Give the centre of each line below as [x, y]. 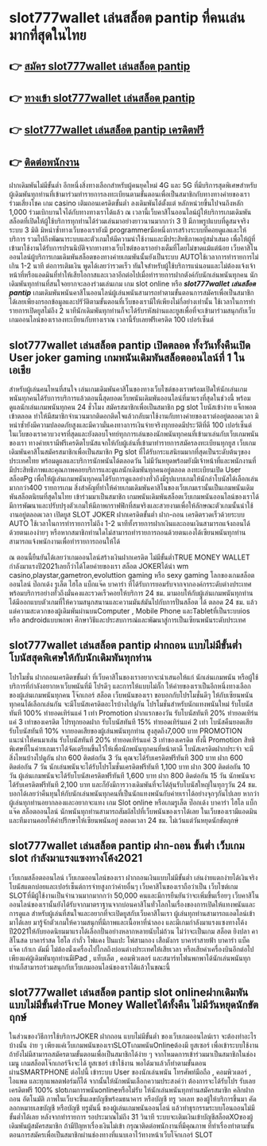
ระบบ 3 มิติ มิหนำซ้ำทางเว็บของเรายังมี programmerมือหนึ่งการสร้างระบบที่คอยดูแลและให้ [128, 230]
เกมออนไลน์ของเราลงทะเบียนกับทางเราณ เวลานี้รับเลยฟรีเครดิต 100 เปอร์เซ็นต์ [111, 320]
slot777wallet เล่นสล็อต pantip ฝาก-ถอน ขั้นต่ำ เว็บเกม [127, 846]
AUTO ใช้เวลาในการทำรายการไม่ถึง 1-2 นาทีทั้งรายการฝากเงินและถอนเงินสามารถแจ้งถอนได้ [130, 523]
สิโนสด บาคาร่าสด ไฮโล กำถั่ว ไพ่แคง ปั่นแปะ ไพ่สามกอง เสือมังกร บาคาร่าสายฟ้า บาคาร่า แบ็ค [130, 940]
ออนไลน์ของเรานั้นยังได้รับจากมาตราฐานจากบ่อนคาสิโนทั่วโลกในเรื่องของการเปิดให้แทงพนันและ [132, 904]
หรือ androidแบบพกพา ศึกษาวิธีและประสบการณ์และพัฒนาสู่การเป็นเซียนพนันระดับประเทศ [128, 620]
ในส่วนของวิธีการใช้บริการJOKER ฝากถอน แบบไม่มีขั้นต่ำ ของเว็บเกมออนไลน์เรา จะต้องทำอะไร [133, 1036]
